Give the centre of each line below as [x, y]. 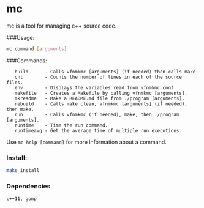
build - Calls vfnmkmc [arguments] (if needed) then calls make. [107, 72]
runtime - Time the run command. [61, 125]
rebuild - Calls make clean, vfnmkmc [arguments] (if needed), [101, 104]
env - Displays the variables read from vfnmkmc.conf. [95, 87]
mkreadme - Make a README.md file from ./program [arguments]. [100, 98]
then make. [20, 109]
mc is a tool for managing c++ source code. [62, 26]
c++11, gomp [21, 199]
